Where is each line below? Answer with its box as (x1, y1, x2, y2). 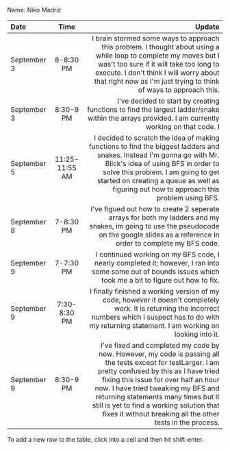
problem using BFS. (156, 193, 220, 202)
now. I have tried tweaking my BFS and (94, 383, 220, 393)
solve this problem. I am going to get (102, 167, 220, 177)
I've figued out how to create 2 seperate (90, 204, 220, 213)
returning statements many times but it (95, 392, 220, 401)
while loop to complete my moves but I (95, 51, 220, 60)
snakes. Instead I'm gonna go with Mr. (97, 150, 220, 160)
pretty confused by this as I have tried (98, 366, 220, 376)
